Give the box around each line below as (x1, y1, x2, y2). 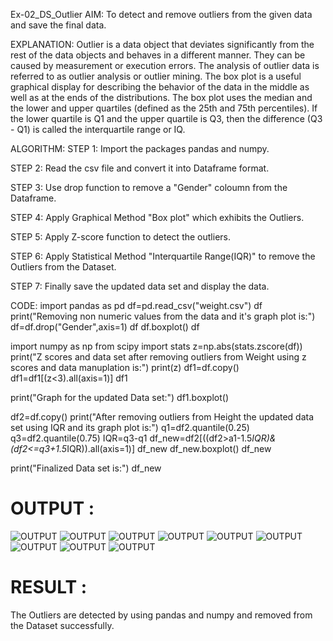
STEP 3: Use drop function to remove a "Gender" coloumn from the (10, 182, 288, 193)
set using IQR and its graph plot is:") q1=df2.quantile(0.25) (10, 422, 250, 433)
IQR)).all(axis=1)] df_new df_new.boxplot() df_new (66, 443, 272, 454)
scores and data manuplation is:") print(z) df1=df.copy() (10, 362, 240, 373)
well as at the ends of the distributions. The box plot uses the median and (10, 92, 313, 103)
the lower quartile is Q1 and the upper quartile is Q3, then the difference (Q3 (10, 113, 323, 124)
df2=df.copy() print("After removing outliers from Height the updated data (10, 411, 315, 423)
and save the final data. (10, 19, 107, 31)
